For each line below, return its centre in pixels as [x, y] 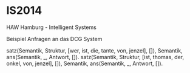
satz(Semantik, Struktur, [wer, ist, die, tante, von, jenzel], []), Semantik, [95, 50]
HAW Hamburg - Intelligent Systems [52, 27]
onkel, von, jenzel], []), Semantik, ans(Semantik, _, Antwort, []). [85, 63]
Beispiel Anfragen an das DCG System [54, 39]
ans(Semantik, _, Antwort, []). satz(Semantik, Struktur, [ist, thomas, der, [95, 57]
